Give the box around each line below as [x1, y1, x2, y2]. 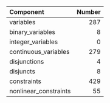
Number [77, 8, 101, 16]
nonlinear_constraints [9, 87, 71, 95]
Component [9, 8, 44, 16]
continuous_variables [9, 48, 70, 56]
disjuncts [9, 67, 35, 75]
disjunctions [9, 58, 44, 65]
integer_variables [9, 38, 58, 46]
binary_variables [9, 28, 56, 36]
